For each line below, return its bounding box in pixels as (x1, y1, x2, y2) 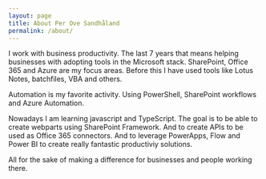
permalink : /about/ (8, 26, 74, 35)
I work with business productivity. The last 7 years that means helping (8, 49, 239, 59)
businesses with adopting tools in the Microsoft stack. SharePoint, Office (8, 57, 248, 67)
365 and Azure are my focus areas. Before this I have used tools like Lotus (8, 66, 254, 75)
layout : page (8, 11, 52, 20)
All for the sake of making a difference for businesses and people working (8, 155, 252, 165)
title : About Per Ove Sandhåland (8, 19, 120, 27)
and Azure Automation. (8, 98, 85, 108)
